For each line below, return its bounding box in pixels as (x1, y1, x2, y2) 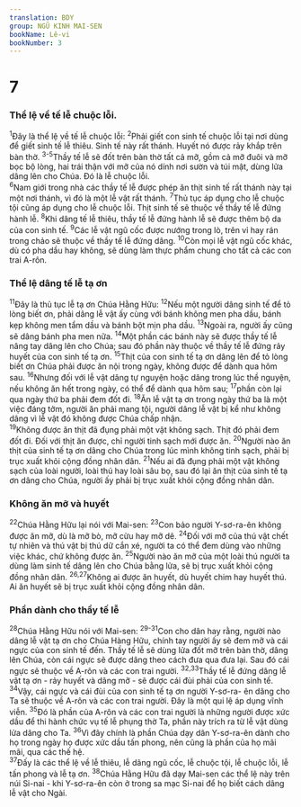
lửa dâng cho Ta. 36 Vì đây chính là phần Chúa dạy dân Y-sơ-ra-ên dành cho (9, 726, 290, 738)
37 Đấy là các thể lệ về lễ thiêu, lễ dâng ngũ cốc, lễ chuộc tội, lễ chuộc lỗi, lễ (9, 756, 289, 768)
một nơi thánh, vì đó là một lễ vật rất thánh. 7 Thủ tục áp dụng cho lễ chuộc (9, 191, 285, 203)
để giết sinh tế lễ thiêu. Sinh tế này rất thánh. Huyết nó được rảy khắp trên (9, 140, 283, 151)
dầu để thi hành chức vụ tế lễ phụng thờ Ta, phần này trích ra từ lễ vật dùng (9, 716, 288, 727)
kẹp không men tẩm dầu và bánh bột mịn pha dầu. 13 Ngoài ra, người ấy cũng (9, 318, 293, 330)
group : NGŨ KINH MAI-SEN (9, 22, 102, 31)
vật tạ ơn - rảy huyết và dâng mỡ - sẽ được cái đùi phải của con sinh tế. (9, 675, 274, 686)
